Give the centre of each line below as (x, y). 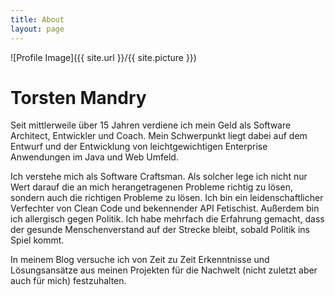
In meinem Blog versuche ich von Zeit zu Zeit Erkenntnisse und (140, 260)
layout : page (37, 29)
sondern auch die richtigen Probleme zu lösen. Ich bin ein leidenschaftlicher (167, 198)
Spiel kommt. (37, 240)
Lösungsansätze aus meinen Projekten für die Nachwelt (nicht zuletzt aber (164, 270)
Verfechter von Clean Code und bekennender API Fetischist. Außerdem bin (165, 208)
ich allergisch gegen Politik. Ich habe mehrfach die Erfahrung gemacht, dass (167, 219)
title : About (37, 19)
